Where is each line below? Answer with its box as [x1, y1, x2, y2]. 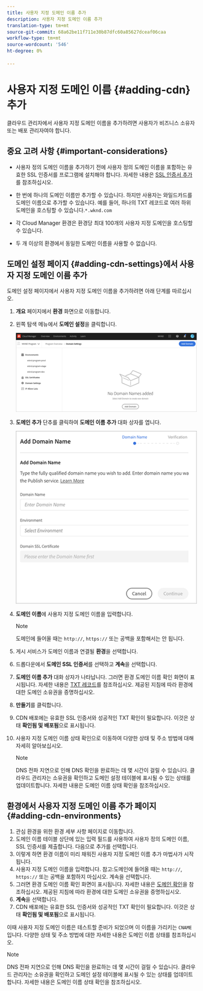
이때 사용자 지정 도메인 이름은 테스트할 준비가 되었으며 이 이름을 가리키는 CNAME [7, 923, 192, 931]
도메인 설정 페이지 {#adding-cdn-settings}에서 [7, 258, 178, 269]
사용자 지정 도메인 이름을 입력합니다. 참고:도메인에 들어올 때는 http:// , [15, 865, 183, 873]
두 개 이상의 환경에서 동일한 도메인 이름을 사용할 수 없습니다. [15, 239, 157, 247]
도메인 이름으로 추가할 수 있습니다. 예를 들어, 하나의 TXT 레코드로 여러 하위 [15, 199, 192, 206]
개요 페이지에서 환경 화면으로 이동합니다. [15, 308, 111, 315]
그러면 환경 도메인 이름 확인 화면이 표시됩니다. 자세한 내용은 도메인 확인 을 [15, 880, 188, 888]
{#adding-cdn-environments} [7, 811, 122, 821]
